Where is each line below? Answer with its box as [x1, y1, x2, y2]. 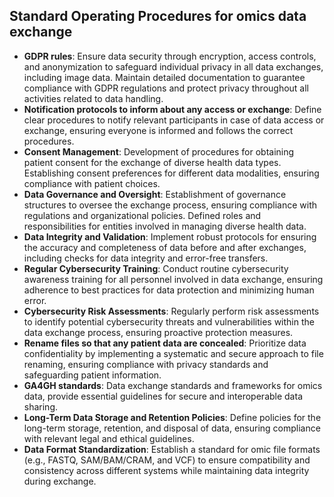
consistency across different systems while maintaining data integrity [23, 464, 310, 476]
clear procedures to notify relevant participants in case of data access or [23, 114, 325, 126]
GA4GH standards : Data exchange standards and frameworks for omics [23, 379, 323, 391]
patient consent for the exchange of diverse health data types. [23, 156, 282, 168]
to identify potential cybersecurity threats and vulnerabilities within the [23, 315, 315, 328]
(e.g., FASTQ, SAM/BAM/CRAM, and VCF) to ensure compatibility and [23, 454, 311, 466]
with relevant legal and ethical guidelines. [23, 432, 195, 444]
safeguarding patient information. [23, 369, 162, 381]
